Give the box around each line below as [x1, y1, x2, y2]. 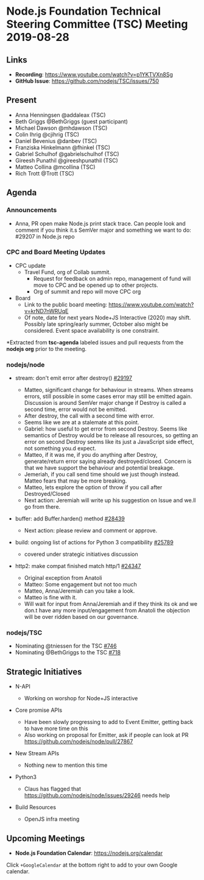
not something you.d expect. [24, 445, 96, 452]
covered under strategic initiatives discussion [24, 550, 138, 558]
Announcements [6, 206, 57, 215]
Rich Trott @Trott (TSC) [15, 169, 74, 177]
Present [6, 95, 37, 105]
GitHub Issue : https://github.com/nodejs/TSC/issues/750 [15, 78, 160, 84]
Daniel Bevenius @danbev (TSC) [15, 137, 97, 144]
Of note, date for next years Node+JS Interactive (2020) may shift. [24, 314, 191, 321]
